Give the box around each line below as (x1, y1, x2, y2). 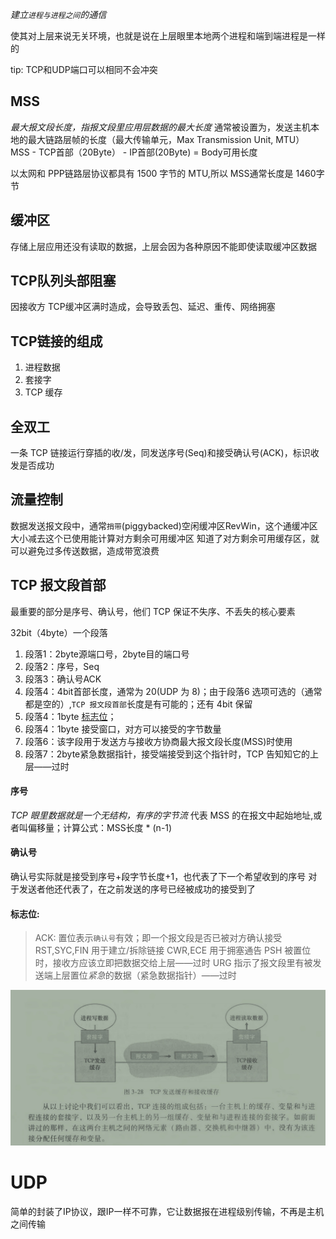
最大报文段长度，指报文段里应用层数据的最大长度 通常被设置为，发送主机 (10, 121, 311, 133)
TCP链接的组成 (10, 333, 103, 350)
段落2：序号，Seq (24, 660, 100, 672)
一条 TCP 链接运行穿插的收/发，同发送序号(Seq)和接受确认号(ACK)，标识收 (10, 447, 320, 459)
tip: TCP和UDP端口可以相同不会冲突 (10, 64, 158, 75)
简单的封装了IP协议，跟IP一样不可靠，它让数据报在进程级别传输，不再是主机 (10, 1205, 325, 1217)
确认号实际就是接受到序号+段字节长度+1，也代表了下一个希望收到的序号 (10, 871, 307, 883)
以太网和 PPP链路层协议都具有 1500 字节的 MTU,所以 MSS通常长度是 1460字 (10, 167, 325, 179)
